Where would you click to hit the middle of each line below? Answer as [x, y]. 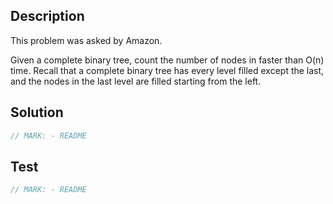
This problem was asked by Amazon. [86, 40]
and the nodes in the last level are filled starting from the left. [136, 81]
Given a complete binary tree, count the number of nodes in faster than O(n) [167, 60]
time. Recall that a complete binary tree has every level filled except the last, [167, 70]
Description [47, 16]
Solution [37, 112]
